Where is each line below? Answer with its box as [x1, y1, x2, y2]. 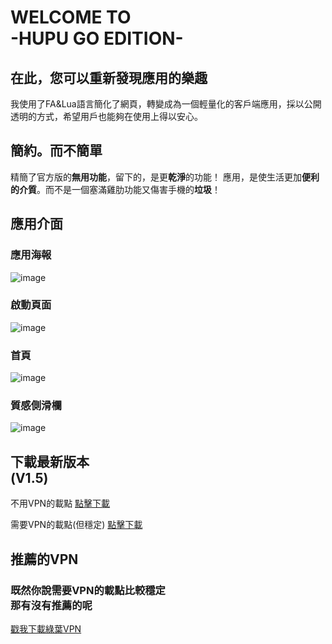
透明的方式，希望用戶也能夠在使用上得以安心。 [10, 111, 203, 122]
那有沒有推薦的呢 [10, 598, 93, 612]
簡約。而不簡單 [10, 142, 103, 160]
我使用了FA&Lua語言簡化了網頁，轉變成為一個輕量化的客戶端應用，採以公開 [10, 98, 322, 110]
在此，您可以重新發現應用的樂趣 [10, 69, 208, 86]
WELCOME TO [10, 6, 132, 29]
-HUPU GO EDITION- [10, 27, 184, 50]
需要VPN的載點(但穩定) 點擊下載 [10, 519, 143, 531]
